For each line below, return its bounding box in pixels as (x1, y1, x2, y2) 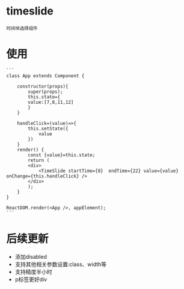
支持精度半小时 (14, 268, 52, 275)
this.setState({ (28, 125, 69, 132)
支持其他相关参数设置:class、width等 (14, 261, 107, 268)
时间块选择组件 (6, 25, 38, 31)
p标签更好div (14, 276, 48, 283)
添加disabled (14, 253, 47, 260)
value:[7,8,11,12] (28, 99, 74, 105)
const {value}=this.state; (28, 152, 96, 158)
